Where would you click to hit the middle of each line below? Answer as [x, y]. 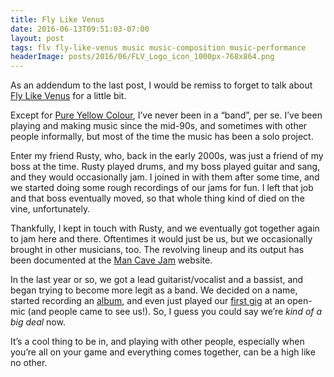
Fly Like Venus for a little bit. [68, 96]
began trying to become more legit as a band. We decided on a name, [154, 290]
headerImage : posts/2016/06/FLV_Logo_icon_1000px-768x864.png [142, 57]
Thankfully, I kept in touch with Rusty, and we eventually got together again [165, 228]
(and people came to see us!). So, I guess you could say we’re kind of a [175, 312]
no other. [29, 363]
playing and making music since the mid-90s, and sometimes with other [159, 126]
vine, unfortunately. [50, 209]
